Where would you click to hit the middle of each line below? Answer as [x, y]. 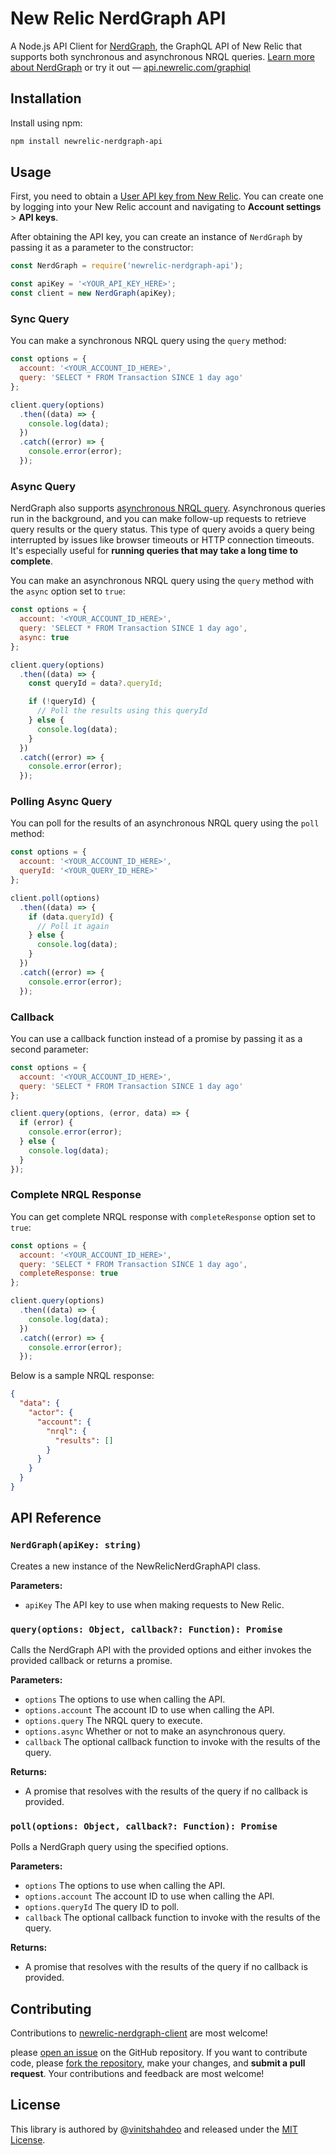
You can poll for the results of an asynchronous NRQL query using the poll [165, 823]
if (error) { [46, 1123]
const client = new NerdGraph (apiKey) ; [93, 293]
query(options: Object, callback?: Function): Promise [146, 1629]
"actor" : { [51, 1413]
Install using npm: [46, 123]
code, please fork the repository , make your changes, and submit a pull [158, 2063]
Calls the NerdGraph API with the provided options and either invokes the [161, 1649]
